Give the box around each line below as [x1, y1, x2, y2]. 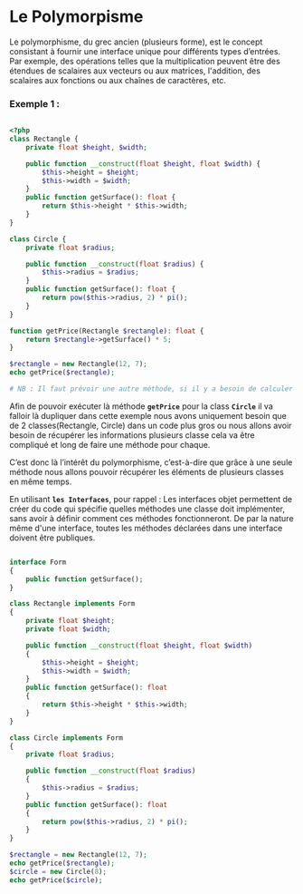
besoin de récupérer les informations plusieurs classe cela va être [9, 429, 255, 441]
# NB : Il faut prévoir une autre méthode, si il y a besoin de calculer [9, 384, 294, 394]
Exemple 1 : [9, 97, 61, 110]
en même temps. [9, 476, 72, 487]
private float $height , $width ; [25, 142, 147, 151]
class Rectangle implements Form [9, 599, 136, 608]
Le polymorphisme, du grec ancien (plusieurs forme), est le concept [9, 36, 263, 47]
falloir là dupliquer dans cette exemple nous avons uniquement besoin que [9, 410, 288, 421]
